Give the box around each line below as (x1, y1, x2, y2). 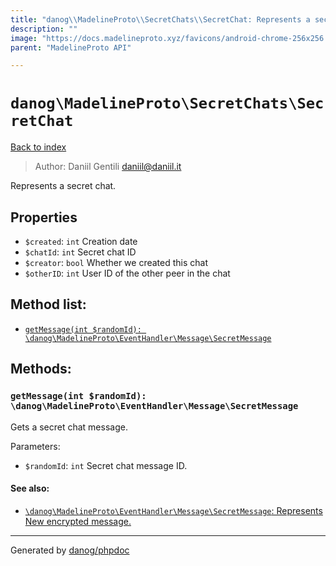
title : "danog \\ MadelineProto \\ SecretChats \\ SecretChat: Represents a (10, 14, 311, 25)
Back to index (10, 141, 67, 153)
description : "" (10, 24, 78, 34)
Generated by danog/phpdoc (10, 544, 130, 556)
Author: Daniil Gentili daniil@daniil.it (34, 161, 182, 173)
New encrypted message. (24, 515, 132, 527)
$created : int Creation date (24, 236, 138, 247)
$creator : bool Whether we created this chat (24, 257, 209, 268)
